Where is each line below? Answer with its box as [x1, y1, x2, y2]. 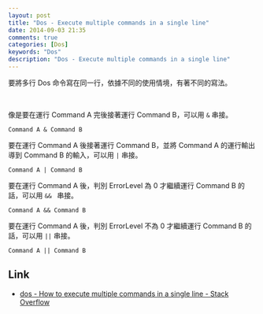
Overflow [19, 297, 50, 307]
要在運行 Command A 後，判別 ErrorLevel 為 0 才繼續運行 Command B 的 [8, 180, 246, 190]
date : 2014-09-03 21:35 [8, 26, 87, 34]
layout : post [8, 11, 51, 20]
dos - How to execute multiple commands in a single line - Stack [19, 289, 229, 298]
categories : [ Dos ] [8, 41, 69, 49]
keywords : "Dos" [8, 48, 61, 56]
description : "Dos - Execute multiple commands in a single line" [8, 56, 231, 64]
